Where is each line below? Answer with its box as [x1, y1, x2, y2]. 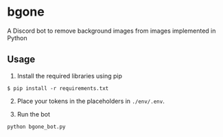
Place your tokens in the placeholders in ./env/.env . [16, 97, 165, 105]
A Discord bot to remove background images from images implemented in [7, 27, 216, 35]
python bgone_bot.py [7, 123, 67, 130]
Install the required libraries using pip [16, 72, 122, 80]
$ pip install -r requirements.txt [7, 85, 109, 92]
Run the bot [16, 110, 50, 118]
